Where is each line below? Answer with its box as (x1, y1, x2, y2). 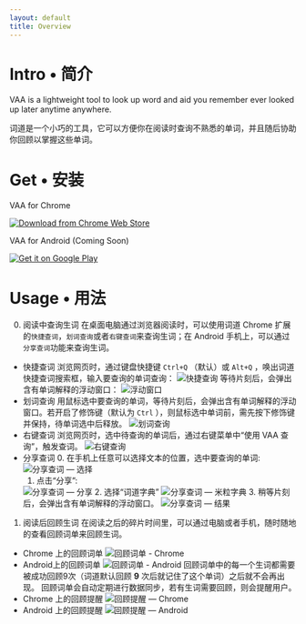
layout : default (9, 13, 71, 23)
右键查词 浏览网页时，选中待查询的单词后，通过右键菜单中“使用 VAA (22, 429, 280, 441)
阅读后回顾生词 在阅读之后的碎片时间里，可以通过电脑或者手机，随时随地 (22, 518, 297, 528)
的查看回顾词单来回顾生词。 (22, 528, 127, 539)
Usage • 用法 (9, 287, 107, 308)
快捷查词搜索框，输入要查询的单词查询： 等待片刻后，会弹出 (22, 373, 292, 384)
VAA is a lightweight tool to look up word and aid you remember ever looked (9, 95, 294, 106)
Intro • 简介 (9, 64, 93, 85)
